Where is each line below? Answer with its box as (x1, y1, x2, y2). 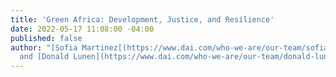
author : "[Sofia (10, 42, 78, 53)
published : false (10, 33, 83, 43)
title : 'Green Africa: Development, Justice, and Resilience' (10, 14, 275, 25)
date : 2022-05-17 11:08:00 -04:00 (10, 24, 155, 34)
